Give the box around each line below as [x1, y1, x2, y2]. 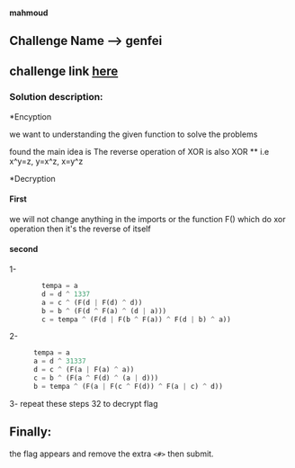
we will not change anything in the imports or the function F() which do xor [9, 213, 286, 224]
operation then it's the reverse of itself [9, 223, 151, 234]
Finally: [9, 424, 52, 440]
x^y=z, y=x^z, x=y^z [9, 156, 84, 166]
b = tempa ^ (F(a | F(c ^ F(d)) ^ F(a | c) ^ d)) [32, 382, 223, 391]
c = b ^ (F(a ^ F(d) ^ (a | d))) [32, 373, 159, 382]
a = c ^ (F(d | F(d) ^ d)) [41, 298, 143, 307]
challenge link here [9, 64, 119, 79]
